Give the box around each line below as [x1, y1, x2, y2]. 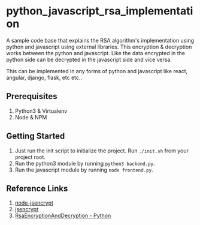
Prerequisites [6, 91, 57, 101]
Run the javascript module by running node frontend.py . [14, 166, 154, 173]
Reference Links [6, 183, 68, 193]
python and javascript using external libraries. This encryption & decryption [6, 43, 192, 50]
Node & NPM [14, 113, 47, 121]
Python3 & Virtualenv [14, 107, 68, 115]
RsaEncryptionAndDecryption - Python [14, 212, 111, 220]
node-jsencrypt [14, 199, 54, 206]
